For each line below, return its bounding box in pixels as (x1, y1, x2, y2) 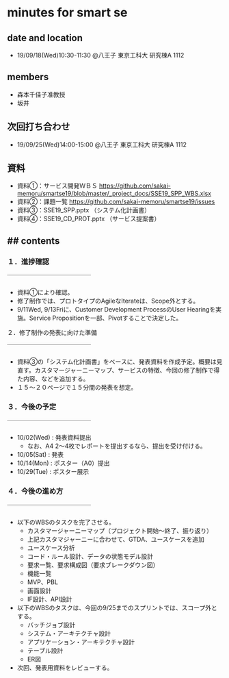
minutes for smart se (7, 5, 128, 21)
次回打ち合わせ (7, 121, 70, 133)
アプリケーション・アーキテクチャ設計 (27, 638, 135, 646)
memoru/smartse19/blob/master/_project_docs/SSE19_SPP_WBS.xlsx (16, 190, 212, 198)
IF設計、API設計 (27, 594, 72, 603)
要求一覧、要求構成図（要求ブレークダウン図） (27, 560, 159, 569)
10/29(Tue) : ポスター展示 (16, 468, 90, 476)
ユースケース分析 (27, 543, 75, 552)
